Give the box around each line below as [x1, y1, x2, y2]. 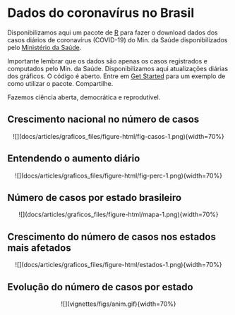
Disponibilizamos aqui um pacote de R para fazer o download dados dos [7, 28, 219, 37]
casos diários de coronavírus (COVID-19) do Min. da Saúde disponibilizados [7, 35, 228, 44]
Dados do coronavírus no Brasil [7, 5, 195, 21]
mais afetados [7, 242, 72, 254]
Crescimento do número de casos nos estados [7, 230, 217, 242]
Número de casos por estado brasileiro [7, 192, 182, 204]
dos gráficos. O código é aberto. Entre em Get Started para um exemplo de [7, 72, 226, 80]
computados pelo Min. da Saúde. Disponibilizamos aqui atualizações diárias [7, 64, 228, 73]
